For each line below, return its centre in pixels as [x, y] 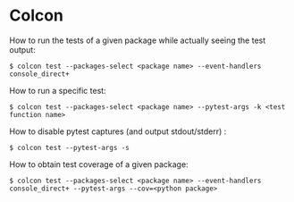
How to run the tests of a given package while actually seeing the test [138, 40]
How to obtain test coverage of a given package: [99, 164]
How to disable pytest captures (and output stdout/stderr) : [118, 131]
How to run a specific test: [58, 90]
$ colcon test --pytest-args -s [69, 147]
